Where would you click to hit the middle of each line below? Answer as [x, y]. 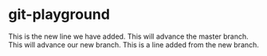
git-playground [59, 15]
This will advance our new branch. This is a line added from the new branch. [133, 44]
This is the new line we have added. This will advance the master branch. [128, 36]
